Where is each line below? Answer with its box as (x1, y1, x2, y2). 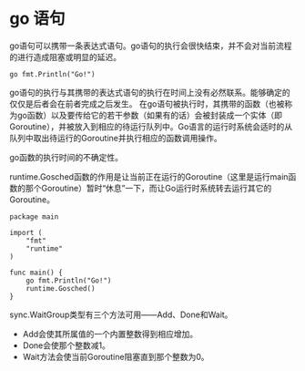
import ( (9, 228, 43, 237)
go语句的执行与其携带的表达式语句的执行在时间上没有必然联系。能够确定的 (9, 87, 290, 98)
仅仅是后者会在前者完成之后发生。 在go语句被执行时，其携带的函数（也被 (9, 98, 285, 109)
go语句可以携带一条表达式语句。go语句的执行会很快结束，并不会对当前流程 (9, 40, 292, 51)
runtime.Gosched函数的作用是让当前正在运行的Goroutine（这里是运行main (9, 170, 289, 182)
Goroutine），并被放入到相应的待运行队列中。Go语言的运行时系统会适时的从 (9, 120, 293, 132)
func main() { (9, 268, 64, 277)
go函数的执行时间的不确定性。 (9, 151, 123, 162)
